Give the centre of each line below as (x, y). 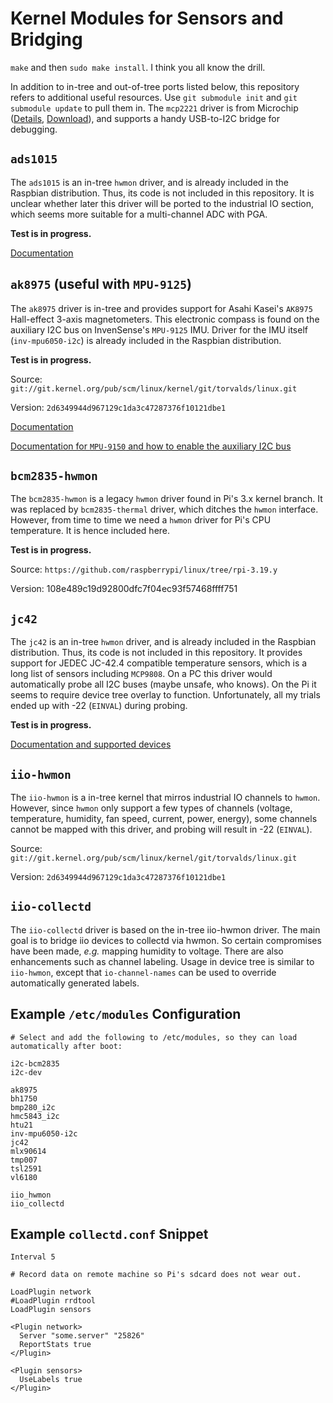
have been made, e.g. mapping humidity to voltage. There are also (147, 951)
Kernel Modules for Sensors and (147, 18)
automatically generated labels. (75, 983)
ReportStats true (55, 1345)
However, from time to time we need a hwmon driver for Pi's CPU (141, 520)
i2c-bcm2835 (35, 1063)
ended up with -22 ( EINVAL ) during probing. (99, 706)
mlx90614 (28, 1151)
